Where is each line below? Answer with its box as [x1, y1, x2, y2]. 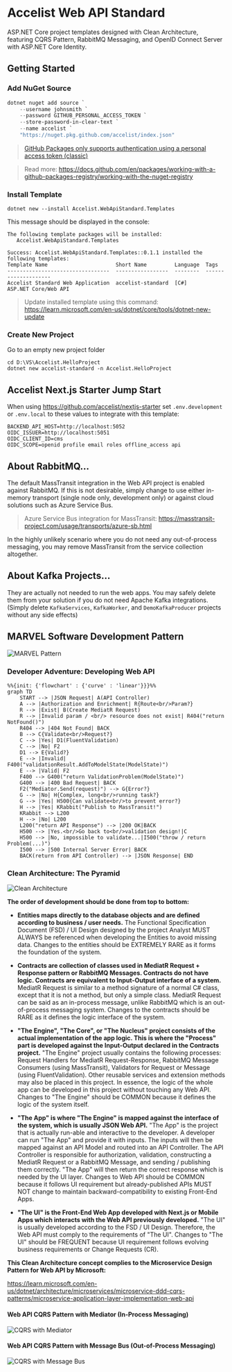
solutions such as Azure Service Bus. [7, 501, 114, 510]
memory [7, 494, 31, 502]
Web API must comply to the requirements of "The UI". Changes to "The [17, 1230, 224, 1239]
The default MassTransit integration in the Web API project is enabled [7, 479, 205, 487]
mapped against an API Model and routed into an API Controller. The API [17, 1144, 224, 1152]
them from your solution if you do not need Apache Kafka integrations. [7, 596, 209, 604]
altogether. [7, 550, 38, 558]
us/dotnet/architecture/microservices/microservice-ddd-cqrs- [7, 1287, 186, 1296]
